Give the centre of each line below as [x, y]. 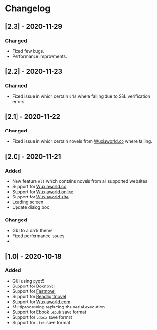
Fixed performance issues [38, 236]
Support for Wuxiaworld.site [40, 197]
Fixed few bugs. [28, 51]
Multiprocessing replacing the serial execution [58, 307]
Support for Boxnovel [33, 286]
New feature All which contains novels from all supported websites [80, 181]
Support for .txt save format [41, 322]
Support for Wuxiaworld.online [43, 192]
